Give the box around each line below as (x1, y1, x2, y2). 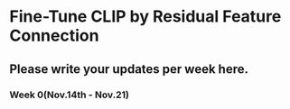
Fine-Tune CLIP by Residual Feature (9, 6, 282, 27)
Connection (9, 25, 99, 46)
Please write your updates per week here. (9, 61, 248, 77)
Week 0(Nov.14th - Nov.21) (9, 88, 129, 101)
